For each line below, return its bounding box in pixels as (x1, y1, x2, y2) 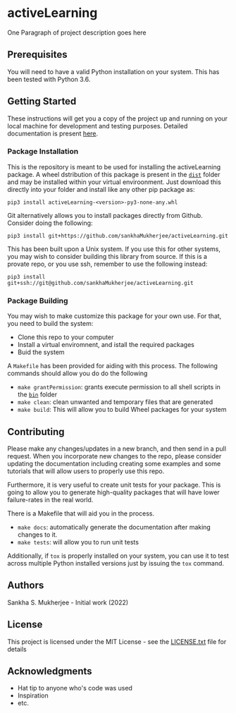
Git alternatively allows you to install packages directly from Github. (7, 211, 203, 219)
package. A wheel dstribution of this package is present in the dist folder (7, 170, 221, 178)
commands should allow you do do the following (7, 369, 148, 378)
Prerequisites (7, 49, 68, 61)
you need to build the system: (7, 319, 94, 328)
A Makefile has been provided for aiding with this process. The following (7, 362, 218, 370)
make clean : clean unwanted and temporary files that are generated (17, 398, 213, 406)
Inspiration (17, 691, 49, 700)
